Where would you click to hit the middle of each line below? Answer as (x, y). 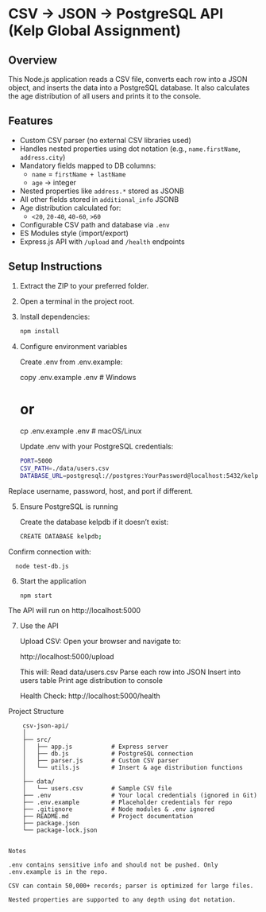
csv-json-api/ (46, 726)
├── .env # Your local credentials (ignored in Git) (140, 795)
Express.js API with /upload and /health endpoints (102, 241)
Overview (33, 60)
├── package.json (51, 823)
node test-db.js (42, 566)
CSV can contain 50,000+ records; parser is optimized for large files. (131, 886)
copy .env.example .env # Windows (78, 377)
